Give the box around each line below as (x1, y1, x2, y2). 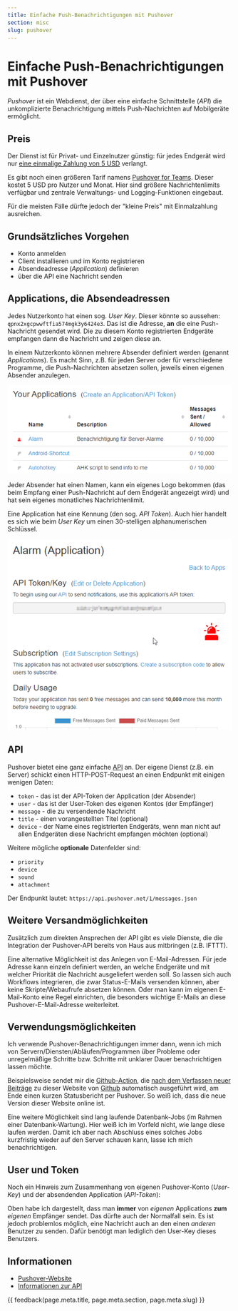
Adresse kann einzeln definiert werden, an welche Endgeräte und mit (7, 962, 210, 971)
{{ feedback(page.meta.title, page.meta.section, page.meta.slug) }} (7, 1295, 205, 1304)
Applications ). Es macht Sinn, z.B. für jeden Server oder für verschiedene (7, 355, 223, 364)
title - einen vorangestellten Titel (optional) (17, 814, 148, 823)
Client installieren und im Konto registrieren (17, 257, 145, 265)
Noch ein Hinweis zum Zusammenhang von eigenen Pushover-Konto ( (7, 1183, 214, 1191)
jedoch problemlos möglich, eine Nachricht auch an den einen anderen (7, 1220, 216, 1228)
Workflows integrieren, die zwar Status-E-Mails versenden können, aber (7, 977, 219, 986)
